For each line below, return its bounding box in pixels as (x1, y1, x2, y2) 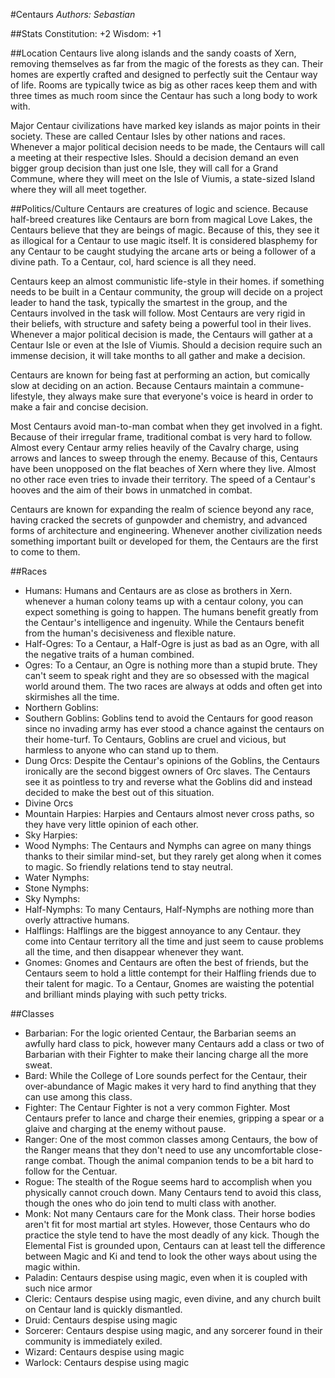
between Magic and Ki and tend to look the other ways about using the (24, 1250, 318, 1262)
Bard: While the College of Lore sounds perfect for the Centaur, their (24, 1070, 308, 1081)
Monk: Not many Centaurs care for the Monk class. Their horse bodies (24, 1208, 316, 1219)
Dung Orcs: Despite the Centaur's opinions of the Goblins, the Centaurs (24, 755, 320, 766)
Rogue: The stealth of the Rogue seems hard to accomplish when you (24, 1176, 313, 1188)
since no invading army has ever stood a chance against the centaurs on (24, 723, 325, 734)
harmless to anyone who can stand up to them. (24, 744, 219, 756)
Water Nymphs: (24, 872, 90, 883)
